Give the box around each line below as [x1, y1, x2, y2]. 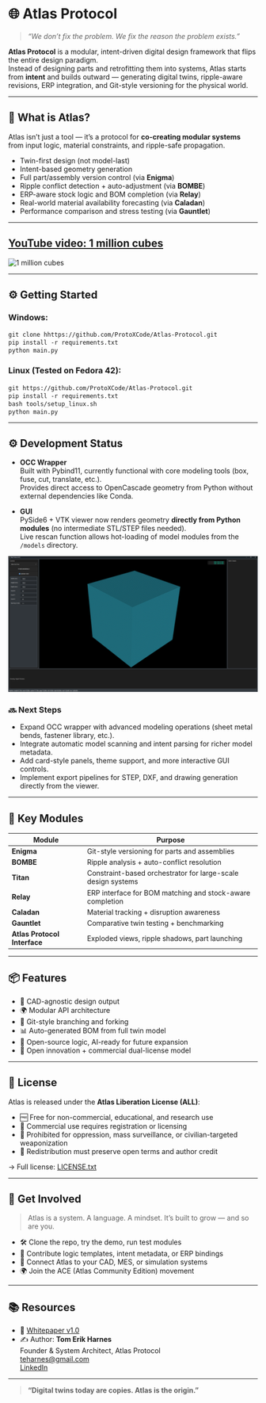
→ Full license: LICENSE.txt [8, 1162, 97, 1172]
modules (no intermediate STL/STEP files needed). [19, 524, 187, 533]
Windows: [8, 312, 49, 323]
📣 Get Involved [8, 1192, 82, 1206]
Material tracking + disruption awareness [86, 907, 220, 916]
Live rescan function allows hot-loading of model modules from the [19, 532, 239, 541]
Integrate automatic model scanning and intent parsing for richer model [19, 739, 253, 749]
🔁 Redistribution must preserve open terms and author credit [19, 1146, 218, 1156]
